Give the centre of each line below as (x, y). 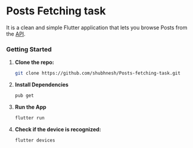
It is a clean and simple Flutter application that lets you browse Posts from (97, 27)
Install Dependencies (41, 85)
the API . (16, 33)
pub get (24, 96)
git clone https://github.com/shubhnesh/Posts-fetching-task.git (97, 73)
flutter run (29, 118)
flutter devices (35, 140)
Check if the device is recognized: (58, 129)
